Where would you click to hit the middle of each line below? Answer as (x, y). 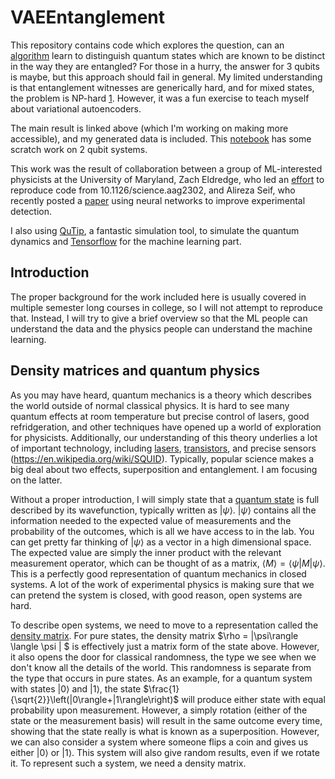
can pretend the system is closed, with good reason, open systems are (156, 595)
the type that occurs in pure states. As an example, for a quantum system (161, 678)
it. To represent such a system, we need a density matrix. (128, 763)
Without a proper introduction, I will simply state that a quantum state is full (165, 499)
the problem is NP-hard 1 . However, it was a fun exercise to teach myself (160, 98)
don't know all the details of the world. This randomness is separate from (161, 667)
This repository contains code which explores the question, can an (147, 45)
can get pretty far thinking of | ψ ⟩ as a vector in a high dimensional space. (161, 542)
